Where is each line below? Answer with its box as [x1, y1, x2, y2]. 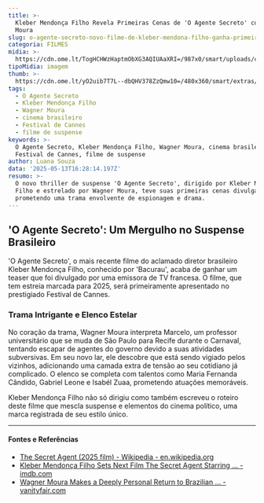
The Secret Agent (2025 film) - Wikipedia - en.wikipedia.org [19, 452, 214, 461]
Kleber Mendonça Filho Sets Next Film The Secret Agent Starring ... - [19, 461, 244, 470]
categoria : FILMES [8, 41, 68, 49]
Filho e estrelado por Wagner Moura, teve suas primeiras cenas [15, 186, 230, 195]
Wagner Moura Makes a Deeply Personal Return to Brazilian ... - [19, 477, 226, 486]
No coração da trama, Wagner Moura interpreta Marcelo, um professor [8, 327, 237, 336]
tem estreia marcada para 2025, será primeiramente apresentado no [8, 281, 230, 291]
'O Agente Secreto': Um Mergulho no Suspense [8, 223, 245, 237]
